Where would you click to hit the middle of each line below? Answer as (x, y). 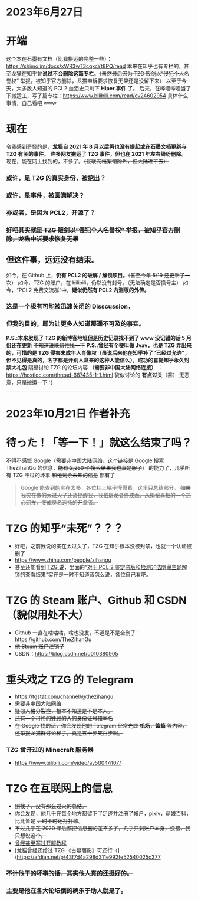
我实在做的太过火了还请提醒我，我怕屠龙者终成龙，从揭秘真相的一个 (103, 495)
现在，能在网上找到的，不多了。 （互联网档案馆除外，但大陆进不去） (88, 161)
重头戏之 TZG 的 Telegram (70, 680)
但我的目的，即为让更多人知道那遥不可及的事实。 (76, 324)
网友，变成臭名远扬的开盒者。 (62, 502)
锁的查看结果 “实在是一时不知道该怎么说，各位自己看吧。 (83, 574)
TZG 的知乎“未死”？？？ (65, 528)
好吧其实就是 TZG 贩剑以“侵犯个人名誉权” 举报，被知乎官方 (90, 230)
